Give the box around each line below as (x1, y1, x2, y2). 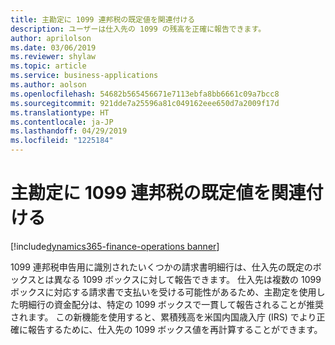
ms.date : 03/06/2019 (10, 42, 97, 53)
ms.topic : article (10, 61, 87, 71)
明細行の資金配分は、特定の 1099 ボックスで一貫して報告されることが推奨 (18, 298, 324, 310)
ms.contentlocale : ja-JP (10, 117, 114, 127)
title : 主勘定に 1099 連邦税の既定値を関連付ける (10, 14, 196, 25)
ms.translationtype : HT (10, 107, 110, 118)
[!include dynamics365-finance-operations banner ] (10, 240, 220, 252)
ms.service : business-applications (10, 71, 159, 81)
